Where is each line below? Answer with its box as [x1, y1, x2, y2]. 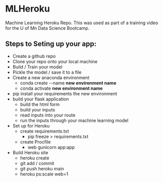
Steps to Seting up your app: [5, 40, 97, 48]
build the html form [20, 101, 60, 107]
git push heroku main [20, 165, 65, 171]
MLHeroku [5, 3, 50, 15]
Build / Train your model [12, 64, 63, 70]
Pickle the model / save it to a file [12, 69, 82, 75]
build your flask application [12, 96, 69, 102]
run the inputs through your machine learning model [20, 117, 129, 124]
